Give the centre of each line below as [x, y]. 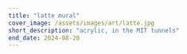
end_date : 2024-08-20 [44, 38]
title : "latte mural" [44, 15]
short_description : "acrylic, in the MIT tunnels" [94, 30]
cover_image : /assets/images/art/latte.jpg [82, 23]
